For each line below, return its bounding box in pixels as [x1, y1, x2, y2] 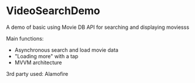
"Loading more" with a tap [14, 52, 79, 59]
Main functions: [6, 35, 44, 42]
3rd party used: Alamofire [6, 70, 69, 77]
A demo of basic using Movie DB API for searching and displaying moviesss [6, 24, 190, 31]
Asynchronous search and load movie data [14, 46, 119, 54]
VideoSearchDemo [6, 4, 100, 18]
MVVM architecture [14, 59, 62, 66]
